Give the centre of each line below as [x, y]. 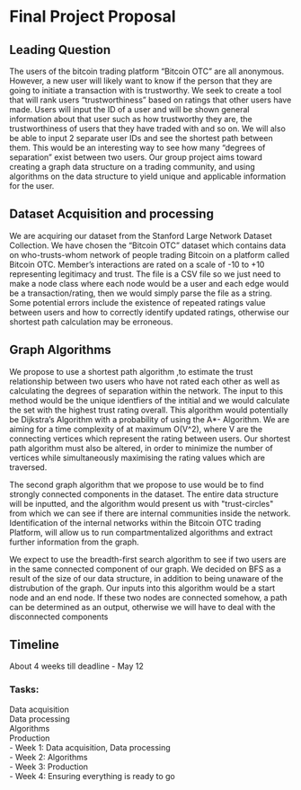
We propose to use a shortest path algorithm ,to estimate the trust [131, 371]
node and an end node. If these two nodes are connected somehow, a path [148, 597]
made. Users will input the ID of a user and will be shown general [129, 109]
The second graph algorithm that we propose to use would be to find [137, 484]
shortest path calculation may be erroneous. [91, 322]
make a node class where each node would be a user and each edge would [149, 283]
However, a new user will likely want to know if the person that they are [141, 81]
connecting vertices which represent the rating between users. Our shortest [150, 439]
